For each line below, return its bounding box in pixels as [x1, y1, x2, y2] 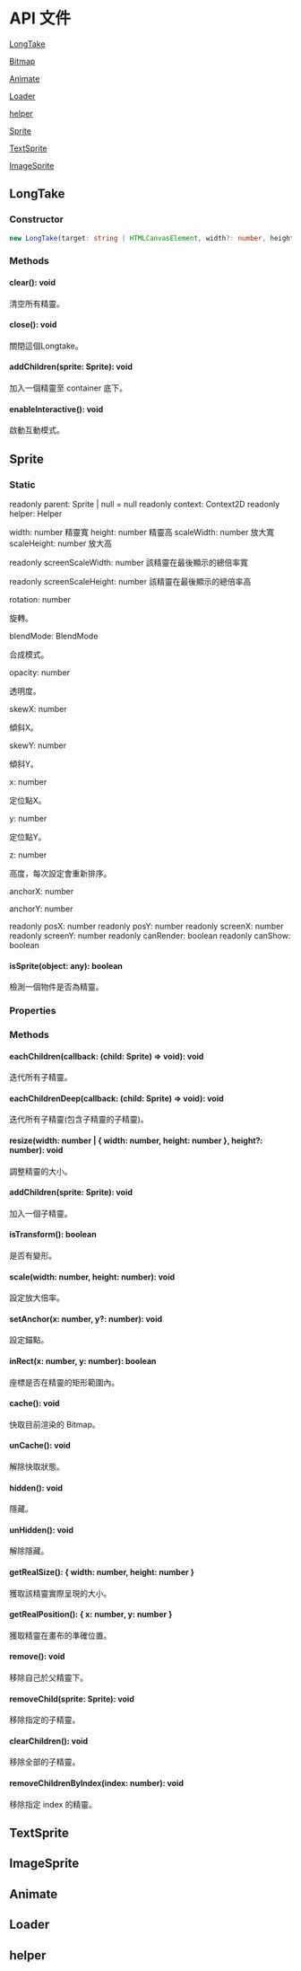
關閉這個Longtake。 [9, 340, 83, 351]
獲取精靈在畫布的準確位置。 [9, 1630, 112, 1641]
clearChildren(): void [9, 1735, 89, 1747]
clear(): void [9, 277, 56, 288]
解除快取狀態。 [9, 1461, 64, 1472]
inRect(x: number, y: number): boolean [9, 1355, 157, 1366]
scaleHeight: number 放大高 [9, 538, 113, 549]
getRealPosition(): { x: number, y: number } [9, 1609, 173, 1620]
